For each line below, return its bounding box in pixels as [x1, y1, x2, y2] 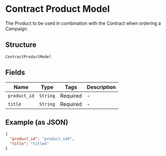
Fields [5, 68, 26, 77]
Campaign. [5, 25, 29, 31]
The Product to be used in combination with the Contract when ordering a [5, 20, 161, 26]
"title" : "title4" [10, 141, 50, 147]
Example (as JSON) [5, 118, 68, 127]
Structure [5, 41, 37, 49]
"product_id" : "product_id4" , [10, 136, 74, 142]
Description [87, 83, 116, 91]
